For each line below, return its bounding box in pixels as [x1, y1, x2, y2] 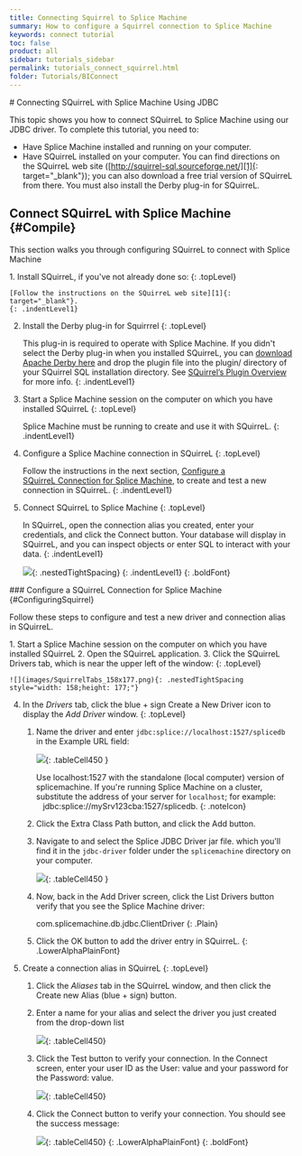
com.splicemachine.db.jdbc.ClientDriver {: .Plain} [35, 918, 219, 928]
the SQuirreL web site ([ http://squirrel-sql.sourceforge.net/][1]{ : [22, 160, 259, 172]
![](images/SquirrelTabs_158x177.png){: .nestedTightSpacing [9, 675, 244, 685]
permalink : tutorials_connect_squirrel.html [9, 64, 179, 73]
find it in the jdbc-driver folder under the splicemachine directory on [35, 845, 291, 856]
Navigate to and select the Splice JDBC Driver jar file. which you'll [35, 835, 281, 846]
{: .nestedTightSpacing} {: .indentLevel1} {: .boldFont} [31, 566, 231, 578]
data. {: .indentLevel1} [22, 548, 104, 559]
